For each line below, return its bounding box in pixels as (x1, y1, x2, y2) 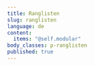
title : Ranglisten (7, 10, 60, 17)
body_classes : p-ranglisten (7, 42, 88, 49)
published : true (7, 49, 54, 56)
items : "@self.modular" (13, 36, 81, 43)
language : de (7, 23, 45, 30)
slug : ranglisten (7, 16, 57, 23)
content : (7, 29, 32, 36)
